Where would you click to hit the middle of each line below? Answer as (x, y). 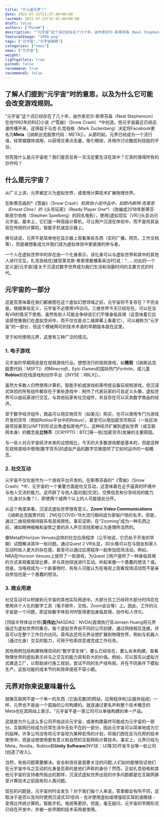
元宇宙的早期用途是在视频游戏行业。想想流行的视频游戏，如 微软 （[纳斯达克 (81, 363)
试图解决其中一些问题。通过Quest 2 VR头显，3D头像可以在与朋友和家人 (85, 543)
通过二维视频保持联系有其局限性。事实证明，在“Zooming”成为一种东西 (76, 521)
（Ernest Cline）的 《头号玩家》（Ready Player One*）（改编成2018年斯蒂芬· (80, 209)
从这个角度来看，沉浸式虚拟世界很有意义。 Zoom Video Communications (79, 509)
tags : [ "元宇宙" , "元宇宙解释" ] (34, 42)
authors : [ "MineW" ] (25, 28)
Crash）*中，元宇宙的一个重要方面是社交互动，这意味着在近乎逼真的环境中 (81, 486)
